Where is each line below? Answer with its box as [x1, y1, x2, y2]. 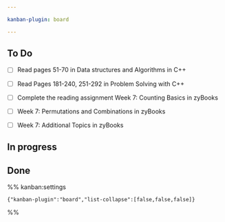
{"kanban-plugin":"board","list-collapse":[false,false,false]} [7, 196, 195, 203]
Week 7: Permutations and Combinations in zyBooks [17, 107, 166, 115]
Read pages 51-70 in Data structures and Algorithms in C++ [17, 66, 186, 74]
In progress [7, 142, 57, 153]
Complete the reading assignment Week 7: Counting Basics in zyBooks [17, 93, 219, 102]
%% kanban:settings [7, 183, 67, 191]
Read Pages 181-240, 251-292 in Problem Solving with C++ [17, 80, 184, 88]
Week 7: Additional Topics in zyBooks [17, 121, 124, 129]
